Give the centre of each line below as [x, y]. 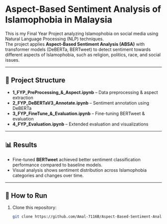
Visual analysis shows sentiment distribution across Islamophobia [80, 170]
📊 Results [21, 145]
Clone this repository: [34, 208]
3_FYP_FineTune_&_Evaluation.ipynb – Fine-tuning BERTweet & [79, 113]
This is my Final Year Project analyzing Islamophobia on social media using [82, 33]
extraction [23, 98]
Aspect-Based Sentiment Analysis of [83, 9]
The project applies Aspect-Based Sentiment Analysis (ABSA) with [75, 44]
